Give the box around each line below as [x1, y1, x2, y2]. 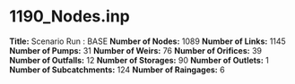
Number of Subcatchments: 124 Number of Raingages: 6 [9, 64, 226, 75]
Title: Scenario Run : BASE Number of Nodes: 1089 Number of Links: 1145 [9, 36, 287, 46]
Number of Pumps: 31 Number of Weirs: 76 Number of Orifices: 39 [9, 45, 263, 55]
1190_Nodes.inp [9, 6, 130, 27]
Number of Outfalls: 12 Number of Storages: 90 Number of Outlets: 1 [9, 55, 269, 65]
